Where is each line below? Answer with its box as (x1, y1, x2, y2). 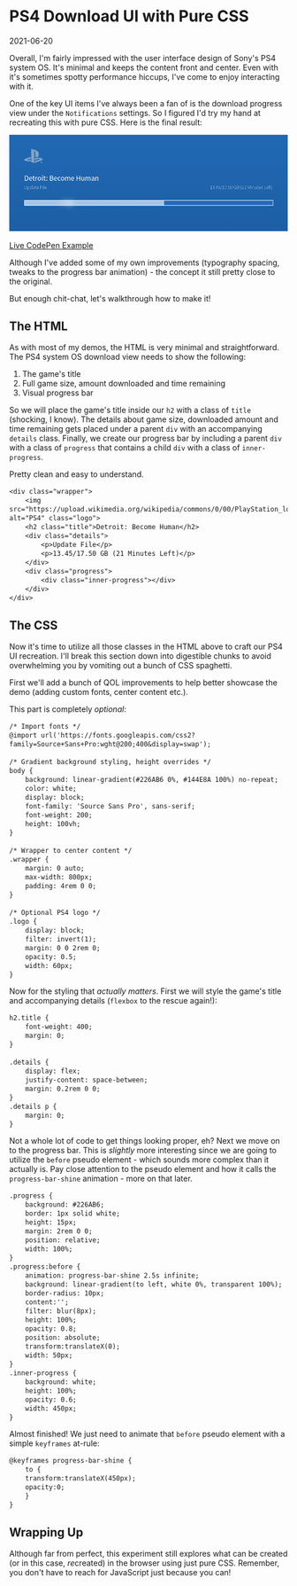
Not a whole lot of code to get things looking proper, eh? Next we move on (9, 1136, 280, 1146)
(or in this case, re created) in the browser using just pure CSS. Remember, (9, 1558, 280, 1568)
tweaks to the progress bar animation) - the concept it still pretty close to (9, 266, 276, 277)
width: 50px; (25, 1351, 73, 1360)
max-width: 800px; (25, 873, 93, 882)
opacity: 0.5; (25, 953, 77, 962)
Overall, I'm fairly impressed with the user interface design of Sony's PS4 (9, 52, 277, 63)
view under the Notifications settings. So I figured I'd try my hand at (9, 107, 261, 118)
